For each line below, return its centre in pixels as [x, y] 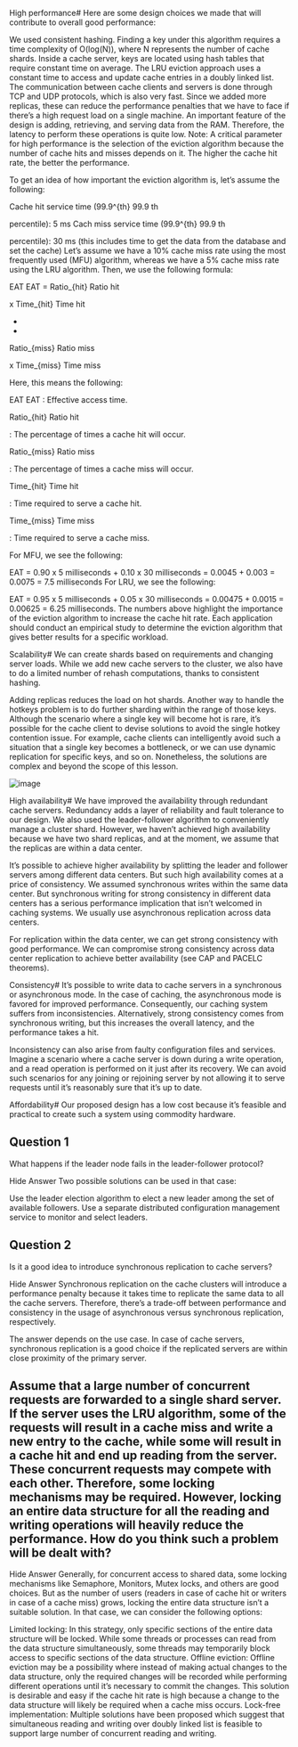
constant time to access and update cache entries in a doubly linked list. [141, 78]
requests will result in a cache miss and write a [141, 1428]
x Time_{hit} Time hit [47, 304]
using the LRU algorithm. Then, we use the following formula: [121, 269]
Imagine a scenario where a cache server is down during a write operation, [147, 1059]
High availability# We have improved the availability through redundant [139, 800]
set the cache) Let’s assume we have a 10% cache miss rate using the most [148, 250]
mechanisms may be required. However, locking [145, 1497]
